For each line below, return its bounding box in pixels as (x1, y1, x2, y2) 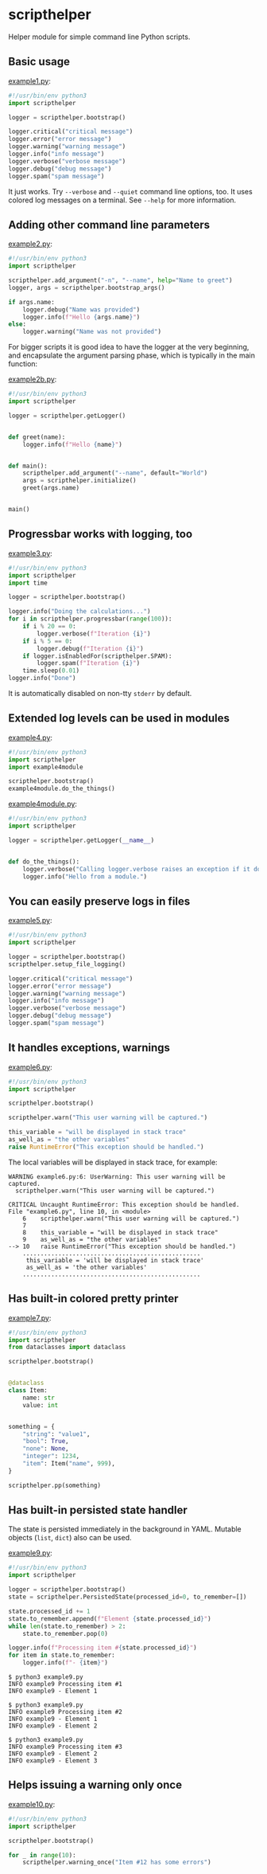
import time (8, 579, 48, 587)
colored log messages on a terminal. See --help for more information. (8, 195, 237, 205)
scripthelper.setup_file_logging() (8, 960, 126, 968)
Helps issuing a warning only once (8, 1778, 183, 1792)
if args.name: (8, 298, 56, 306)
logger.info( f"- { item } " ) (22, 1659, 109, 1667)
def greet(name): (8, 432, 66, 441)
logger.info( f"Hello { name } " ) (22, 440, 123, 448)
